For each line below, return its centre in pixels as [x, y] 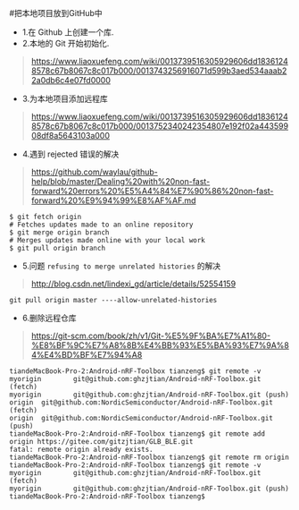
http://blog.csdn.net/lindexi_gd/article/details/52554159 [133, 284]
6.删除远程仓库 [50, 318]
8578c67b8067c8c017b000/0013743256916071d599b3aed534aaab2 [159, 71]
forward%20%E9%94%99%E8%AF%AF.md [113, 200]
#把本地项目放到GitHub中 [56, 13]
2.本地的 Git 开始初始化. [66, 43]
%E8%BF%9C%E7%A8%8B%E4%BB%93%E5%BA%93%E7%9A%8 [160, 345]
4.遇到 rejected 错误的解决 [71, 154]
